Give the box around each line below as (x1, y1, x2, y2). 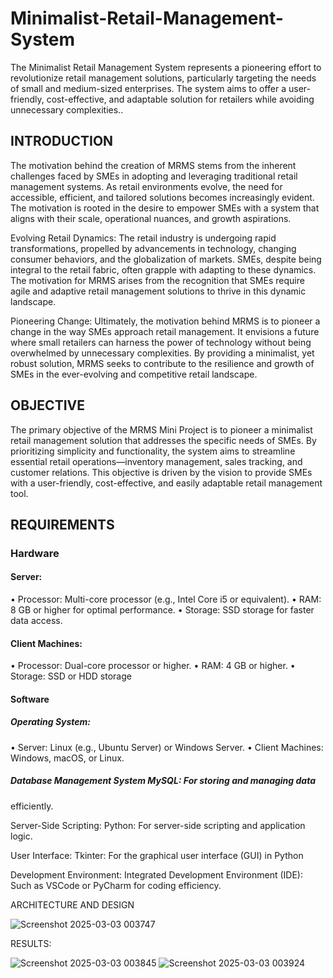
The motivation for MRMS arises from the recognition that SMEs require (10, 274, 305, 286)
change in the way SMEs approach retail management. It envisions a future (10, 325, 320, 337)
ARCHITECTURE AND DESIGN (10, 898, 135, 911)
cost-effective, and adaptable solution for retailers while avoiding (46, 93, 315, 105)
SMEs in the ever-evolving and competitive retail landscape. (10, 368, 258, 380)
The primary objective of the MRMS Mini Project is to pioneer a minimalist (10, 423, 313, 436)
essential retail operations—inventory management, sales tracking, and (10, 455, 303, 467)
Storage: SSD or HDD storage (10, 670, 132, 682)
